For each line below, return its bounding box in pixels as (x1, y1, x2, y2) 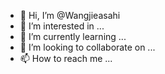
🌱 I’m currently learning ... (19, 31, 127, 42)
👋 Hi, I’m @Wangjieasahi (19, 10, 121, 21)
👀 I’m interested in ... (19, 20, 105, 32)
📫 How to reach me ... (19, 53, 113, 64)
